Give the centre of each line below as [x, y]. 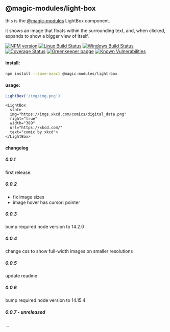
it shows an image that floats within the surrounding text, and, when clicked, [86, 31]
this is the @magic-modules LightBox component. [58, 20]
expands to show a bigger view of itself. [47, 36]
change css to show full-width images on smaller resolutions [69, 251]
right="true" [24, 119]
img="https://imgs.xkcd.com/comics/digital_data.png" [68, 114]
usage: [13, 85]
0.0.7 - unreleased [25, 312]
